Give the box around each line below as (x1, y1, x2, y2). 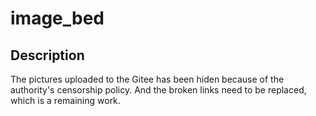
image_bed (10, 7, 105, 30)
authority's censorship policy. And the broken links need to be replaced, (10, 84, 307, 96)
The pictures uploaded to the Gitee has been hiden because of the (10, 73, 285, 85)
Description (10, 47, 85, 64)
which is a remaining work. (10, 95, 121, 106)
